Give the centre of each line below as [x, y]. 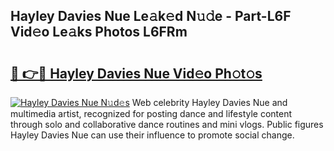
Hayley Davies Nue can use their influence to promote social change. [152, 135]
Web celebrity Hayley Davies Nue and [209, 102]
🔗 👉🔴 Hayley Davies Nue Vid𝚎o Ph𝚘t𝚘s [136, 73]
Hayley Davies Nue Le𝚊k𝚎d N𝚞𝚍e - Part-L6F [151, 16]
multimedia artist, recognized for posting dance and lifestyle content [151, 113]
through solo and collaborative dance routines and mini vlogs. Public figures [167, 124]
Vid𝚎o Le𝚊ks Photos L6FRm [99, 32]
